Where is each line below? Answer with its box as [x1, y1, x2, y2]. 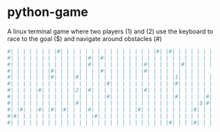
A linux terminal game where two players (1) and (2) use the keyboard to [7, 27, 214, 35]
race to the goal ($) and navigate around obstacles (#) [7, 34, 162, 42]
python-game [7, 4, 89, 20]
